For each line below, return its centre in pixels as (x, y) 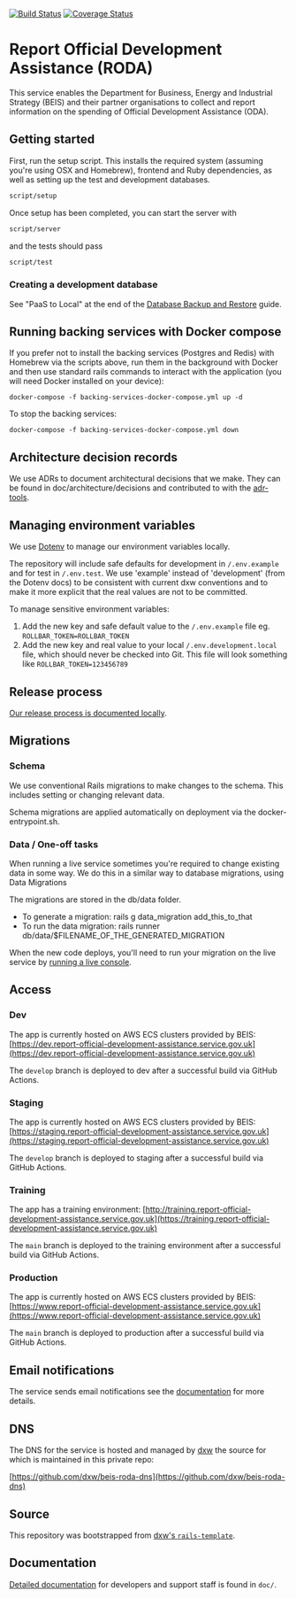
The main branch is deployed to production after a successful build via (137, 1333)
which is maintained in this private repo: (82, 1460)
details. (23, 1401)
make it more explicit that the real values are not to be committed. (129, 592)
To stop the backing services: (63, 414)
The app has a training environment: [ (77, 1209)
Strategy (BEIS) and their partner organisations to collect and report (132, 102)
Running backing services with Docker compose (145, 332)
